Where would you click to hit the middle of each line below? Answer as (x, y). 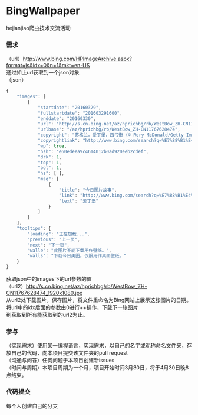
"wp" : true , (52, 146)
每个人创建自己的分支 (32, 406)
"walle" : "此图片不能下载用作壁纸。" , (70, 250)
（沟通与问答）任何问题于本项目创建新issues (60, 360)
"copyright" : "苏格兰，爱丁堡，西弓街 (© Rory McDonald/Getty (110, 135)
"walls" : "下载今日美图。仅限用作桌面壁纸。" (77, 256)
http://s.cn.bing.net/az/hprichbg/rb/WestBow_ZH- (86, 286)
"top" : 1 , (49, 163)
